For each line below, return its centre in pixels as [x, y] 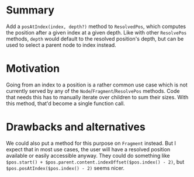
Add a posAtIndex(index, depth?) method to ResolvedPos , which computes [96, 26]
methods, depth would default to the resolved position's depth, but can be [95, 39]
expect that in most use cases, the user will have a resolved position [88, 149]
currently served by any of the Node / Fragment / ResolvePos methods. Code [93, 91]
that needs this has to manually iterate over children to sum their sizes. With [97, 97]
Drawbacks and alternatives [76, 127]
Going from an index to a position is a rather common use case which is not [97, 85]
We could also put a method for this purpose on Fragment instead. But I [91, 143]
